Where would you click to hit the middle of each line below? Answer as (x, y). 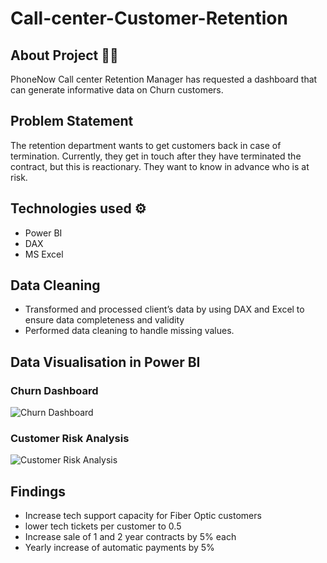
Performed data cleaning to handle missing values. (129, 331)
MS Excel (44, 254)
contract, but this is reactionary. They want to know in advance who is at (160, 166)
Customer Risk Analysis (70, 439)
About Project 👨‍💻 (64, 55)
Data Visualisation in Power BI (105, 362)
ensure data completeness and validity (104, 320)
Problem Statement (72, 121)
